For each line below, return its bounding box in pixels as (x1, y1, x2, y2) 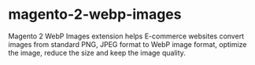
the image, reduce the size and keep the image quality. (8, 48, 187, 57)
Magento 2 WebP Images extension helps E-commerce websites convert (8, 31, 245, 41)
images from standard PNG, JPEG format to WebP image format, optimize (8, 39, 247, 49)
